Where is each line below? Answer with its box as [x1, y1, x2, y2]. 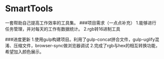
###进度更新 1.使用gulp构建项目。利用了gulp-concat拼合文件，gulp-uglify [5, 36, 155, 42]
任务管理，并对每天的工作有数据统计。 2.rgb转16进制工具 [5, 26, 121, 32]
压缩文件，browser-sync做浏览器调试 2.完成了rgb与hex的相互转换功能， [13, 42, 160, 48]
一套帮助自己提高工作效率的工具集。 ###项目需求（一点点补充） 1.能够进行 [5, 20, 157, 26]
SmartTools [5, 3, 53, 14]
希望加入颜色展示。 [5, 49, 44, 55]
